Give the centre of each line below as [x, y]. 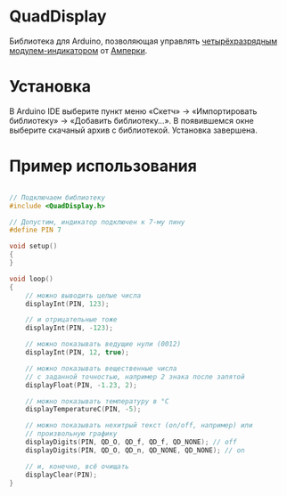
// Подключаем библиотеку [57, 198]
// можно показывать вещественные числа [101, 368]
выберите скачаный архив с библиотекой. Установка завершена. [134, 130]
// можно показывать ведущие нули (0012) [103, 345]
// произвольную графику [71, 434]
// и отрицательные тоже [71, 320]
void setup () [33, 247]
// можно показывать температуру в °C [97, 401]
